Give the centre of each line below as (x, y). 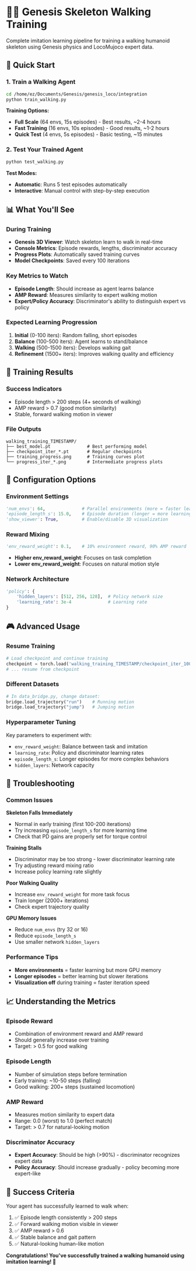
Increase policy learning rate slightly (58, 872)
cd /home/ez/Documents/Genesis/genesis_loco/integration (77, 94)
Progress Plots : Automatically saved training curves (77, 255)
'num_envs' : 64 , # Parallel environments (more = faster (94, 509)
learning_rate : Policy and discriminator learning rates (79, 752)
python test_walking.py (35, 162)
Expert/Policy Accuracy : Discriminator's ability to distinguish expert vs (100, 301)
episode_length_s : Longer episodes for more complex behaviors (92, 759)
